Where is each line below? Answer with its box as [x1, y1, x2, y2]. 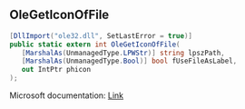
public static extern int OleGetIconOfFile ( [9, 40, 181, 49]
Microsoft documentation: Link [9, 90, 124, 101]
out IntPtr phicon [21, 65, 92, 74]
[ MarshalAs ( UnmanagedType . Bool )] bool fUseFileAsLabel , [21, 56, 238, 66]
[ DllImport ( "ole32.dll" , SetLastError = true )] [9, 31, 193, 40]
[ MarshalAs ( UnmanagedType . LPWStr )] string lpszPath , [21, 48, 225, 57]
